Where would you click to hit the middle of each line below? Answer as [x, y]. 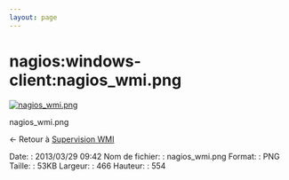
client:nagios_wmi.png [96, 80]
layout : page [33, 17]
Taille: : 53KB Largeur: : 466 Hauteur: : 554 [88, 166]
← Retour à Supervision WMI [62, 139]
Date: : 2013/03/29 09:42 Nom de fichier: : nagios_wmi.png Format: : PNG [144, 156]
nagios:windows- [76, 61]
